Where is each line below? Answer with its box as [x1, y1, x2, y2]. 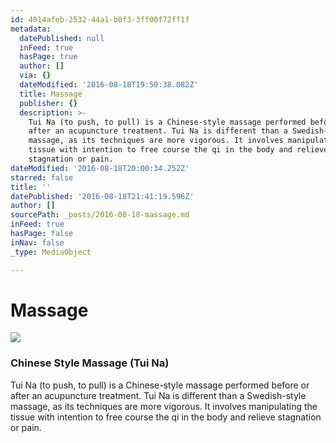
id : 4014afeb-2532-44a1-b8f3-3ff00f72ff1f [10, 14, 190, 25]
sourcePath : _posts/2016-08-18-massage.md [10, 210, 190, 220]
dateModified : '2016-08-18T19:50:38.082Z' [19, 80, 199, 90]
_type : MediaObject [10, 247, 92, 257]
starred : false [10, 172, 74, 183]
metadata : [10, 24, 52, 34]
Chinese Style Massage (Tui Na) [10, 356, 170, 370]
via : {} [19, 71, 52, 81]
